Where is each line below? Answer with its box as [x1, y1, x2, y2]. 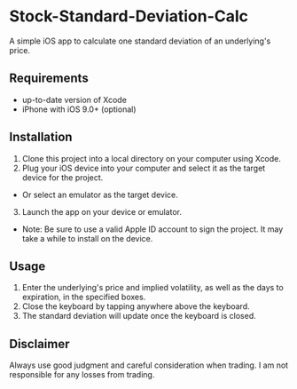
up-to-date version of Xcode [21, 94, 127, 105]
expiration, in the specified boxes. [21, 291, 146, 303]
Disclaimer [9, 336, 70, 352]
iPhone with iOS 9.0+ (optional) [21, 104, 137, 115]
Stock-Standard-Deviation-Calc [9, 6, 249, 27]
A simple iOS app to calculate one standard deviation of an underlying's [9, 36, 271, 46]
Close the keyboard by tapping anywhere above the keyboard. [21, 301, 250, 312]
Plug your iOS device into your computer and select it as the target [21, 163, 266, 173]
